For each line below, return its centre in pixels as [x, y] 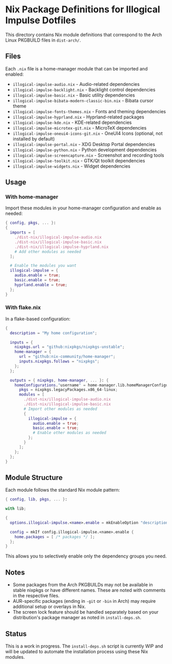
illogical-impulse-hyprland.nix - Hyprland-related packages [78, 117]
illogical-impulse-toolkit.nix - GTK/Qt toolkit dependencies [79, 160]
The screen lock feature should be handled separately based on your [85, 612]
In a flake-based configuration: [38, 319]
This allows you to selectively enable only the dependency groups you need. [86, 556]
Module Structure [34, 478]
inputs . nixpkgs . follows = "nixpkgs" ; [59, 362]
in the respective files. [36, 596]
